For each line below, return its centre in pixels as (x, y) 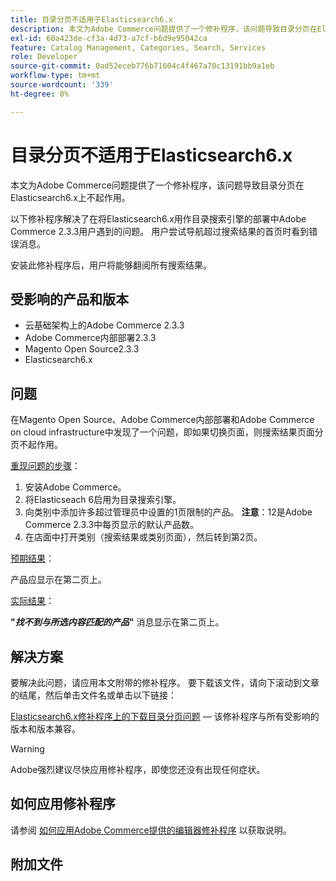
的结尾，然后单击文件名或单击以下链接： (93, 695)
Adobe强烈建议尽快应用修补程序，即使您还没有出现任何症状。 (138, 769)
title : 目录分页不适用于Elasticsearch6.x (91, 19)
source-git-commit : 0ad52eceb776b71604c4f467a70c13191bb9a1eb (142, 66)
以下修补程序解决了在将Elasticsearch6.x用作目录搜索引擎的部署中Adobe (158, 218)
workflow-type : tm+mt (55, 76)
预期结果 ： (32, 558)
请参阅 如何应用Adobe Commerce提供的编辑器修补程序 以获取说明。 (151, 830)
